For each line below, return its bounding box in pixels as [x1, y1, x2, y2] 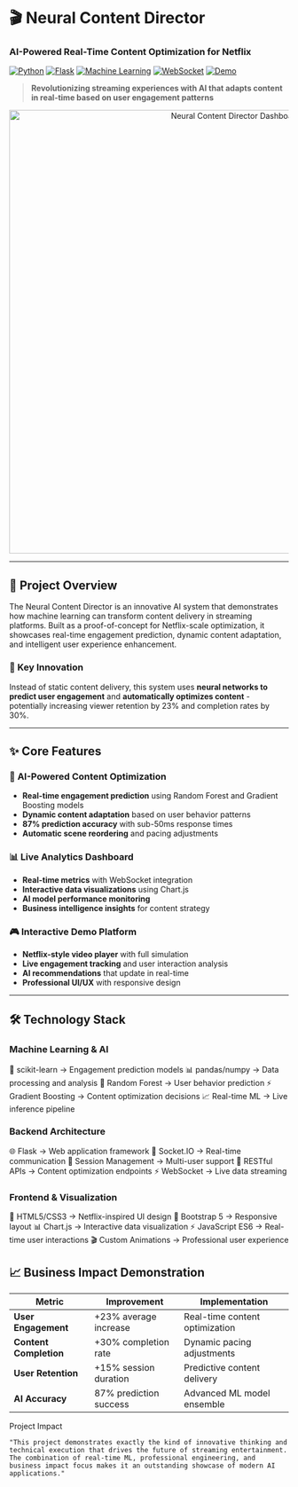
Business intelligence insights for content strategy [21, 902, 210, 913]
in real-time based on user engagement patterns [30, 92, 215, 103]
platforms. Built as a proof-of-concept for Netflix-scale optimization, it [9, 620, 265, 631]
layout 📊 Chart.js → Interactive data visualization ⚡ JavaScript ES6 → [9, 1222, 263, 1232]
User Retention [13, 1366, 79, 1379]
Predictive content [184, 1361, 260, 1373]
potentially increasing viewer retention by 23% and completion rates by [9, 700, 271, 711]
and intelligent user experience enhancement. [9, 639, 177, 649]
